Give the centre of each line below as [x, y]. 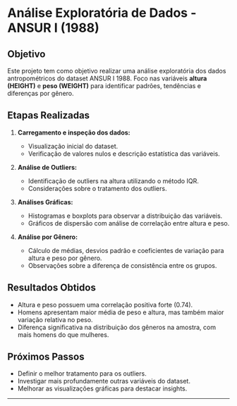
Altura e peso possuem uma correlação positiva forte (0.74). [105, 304]
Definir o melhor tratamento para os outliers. [82, 374]
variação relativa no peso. [55, 319]
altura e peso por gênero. [65, 258]
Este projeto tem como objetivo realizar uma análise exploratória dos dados [117, 71]
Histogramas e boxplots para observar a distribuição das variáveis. [125, 216]
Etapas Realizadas [49, 115]
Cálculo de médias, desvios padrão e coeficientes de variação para [126, 250]
